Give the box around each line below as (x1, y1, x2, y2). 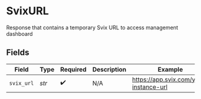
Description (92, 65, 127, 73)
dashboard (6, 30, 33, 37)
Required (60, 65, 87, 73)
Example (157, 65, 184, 73)
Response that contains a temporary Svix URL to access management (6, 24, 178, 31)
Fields (6, 48, 30, 58)
